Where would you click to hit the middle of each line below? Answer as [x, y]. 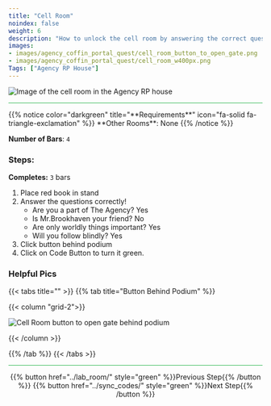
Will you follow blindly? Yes [77, 236]
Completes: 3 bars [40, 178]
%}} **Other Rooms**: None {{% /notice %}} [158, 123]
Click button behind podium [66, 245]
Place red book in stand [59, 193]
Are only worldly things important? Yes [96, 228]
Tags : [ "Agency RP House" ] [54, 69]
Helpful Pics [33, 274]
